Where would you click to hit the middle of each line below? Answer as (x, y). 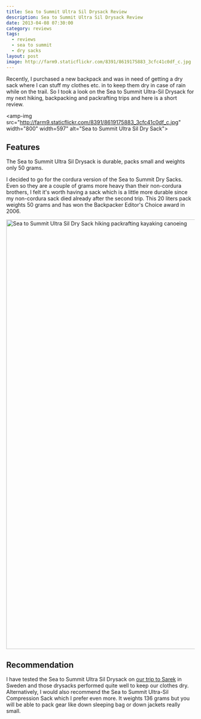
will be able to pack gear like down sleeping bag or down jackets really (93, 705)
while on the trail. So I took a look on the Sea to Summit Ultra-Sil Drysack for (100, 91)
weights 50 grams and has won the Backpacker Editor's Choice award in (96, 205)
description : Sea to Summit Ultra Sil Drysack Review (75, 17)
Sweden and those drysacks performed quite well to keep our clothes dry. (98, 686)
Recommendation (40, 665)
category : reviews (29, 28)
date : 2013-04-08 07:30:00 (40, 23)
